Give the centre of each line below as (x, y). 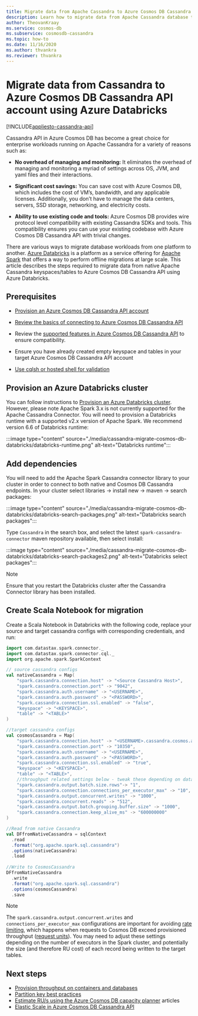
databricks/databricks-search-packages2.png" (63, 556)
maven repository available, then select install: (88, 538)
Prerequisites (31, 296)
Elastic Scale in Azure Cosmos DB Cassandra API (74, 1007)
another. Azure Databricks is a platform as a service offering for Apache (93, 253)
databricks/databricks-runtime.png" (50, 445)
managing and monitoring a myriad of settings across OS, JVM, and (97, 168)
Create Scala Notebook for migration (75, 610)
